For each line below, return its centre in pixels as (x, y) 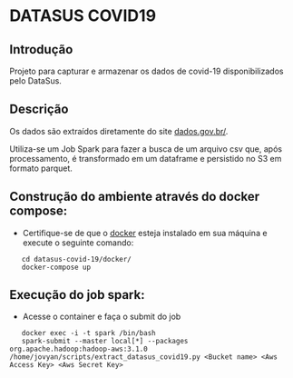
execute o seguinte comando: (78, 243)
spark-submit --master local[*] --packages (105, 342)
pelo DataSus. (35, 81)
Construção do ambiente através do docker (135, 197)
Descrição (39, 109)
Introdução (41, 50)
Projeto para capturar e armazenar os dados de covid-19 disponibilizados (146, 71)
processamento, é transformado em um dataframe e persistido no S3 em (146, 158)
